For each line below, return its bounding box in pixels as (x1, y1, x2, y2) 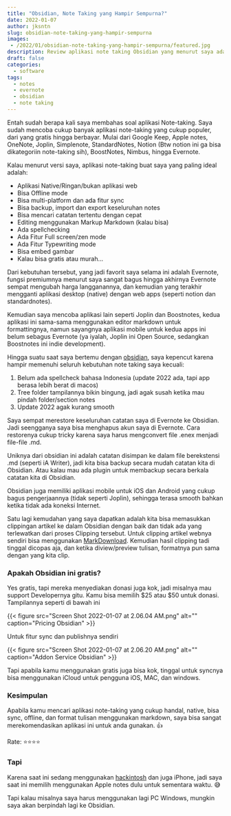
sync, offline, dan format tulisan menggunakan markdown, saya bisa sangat (7, 714, 221, 722)
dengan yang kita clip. (7, 551, 70, 559)
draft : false (7, 55, 45, 62)
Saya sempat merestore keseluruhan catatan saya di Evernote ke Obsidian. (7, 416, 220, 424)
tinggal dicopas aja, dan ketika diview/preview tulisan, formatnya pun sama (7, 544, 220, 552)
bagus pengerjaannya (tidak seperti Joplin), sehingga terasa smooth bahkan (7, 494, 223, 502)
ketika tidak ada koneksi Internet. (7, 501, 101, 509)
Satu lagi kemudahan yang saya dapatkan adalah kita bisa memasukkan (7, 514, 211, 522)
